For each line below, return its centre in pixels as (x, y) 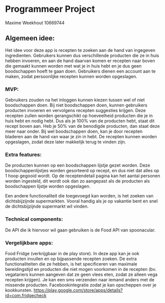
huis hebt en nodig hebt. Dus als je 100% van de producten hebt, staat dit (80, 121)
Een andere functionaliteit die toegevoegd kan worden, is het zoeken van (79, 196)
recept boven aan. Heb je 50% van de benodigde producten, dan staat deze (82, 126)
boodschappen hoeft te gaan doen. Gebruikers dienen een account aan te (80, 71)
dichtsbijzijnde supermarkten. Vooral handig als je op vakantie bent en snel (82, 201)
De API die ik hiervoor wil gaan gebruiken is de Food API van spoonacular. (80, 230)
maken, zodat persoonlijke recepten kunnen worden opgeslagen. (71, 76)
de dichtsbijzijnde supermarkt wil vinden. (47, 206)
